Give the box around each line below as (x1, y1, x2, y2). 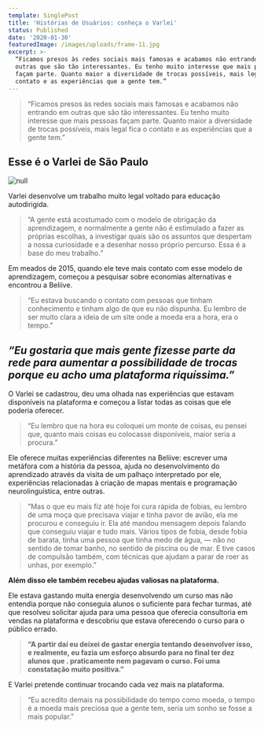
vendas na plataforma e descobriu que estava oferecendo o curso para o (8, 616, 245, 626)
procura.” (27, 438, 58, 447)
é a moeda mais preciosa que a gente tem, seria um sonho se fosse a (27, 704, 253, 713)
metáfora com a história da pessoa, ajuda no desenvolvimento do (8, 461, 220, 471)
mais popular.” (27, 712, 75, 721)
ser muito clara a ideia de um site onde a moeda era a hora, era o (27, 313, 238, 322)
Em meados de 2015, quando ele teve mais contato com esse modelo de (8, 264, 243, 273)
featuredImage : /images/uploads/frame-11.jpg (8, 41, 159, 49)
